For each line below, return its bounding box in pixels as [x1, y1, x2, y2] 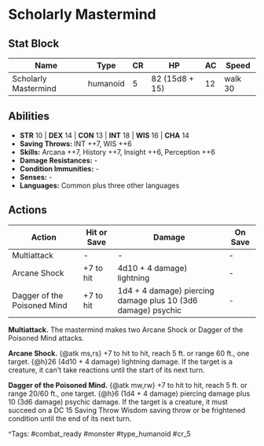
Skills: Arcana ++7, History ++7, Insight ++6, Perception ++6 [19, 147, 216, 156]
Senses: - [19, 172, 53, 181]
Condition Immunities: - [19, 163, 100, 174]
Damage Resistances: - [19, 155, 98, 165]
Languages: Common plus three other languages [19, 181, 180, 190]
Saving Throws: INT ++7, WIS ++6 [19, 139, 132, 148]
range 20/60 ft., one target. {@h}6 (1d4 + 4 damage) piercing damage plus [8, 389, 251, 398]
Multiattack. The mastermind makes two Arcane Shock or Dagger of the [8, 324, 244, 334]
